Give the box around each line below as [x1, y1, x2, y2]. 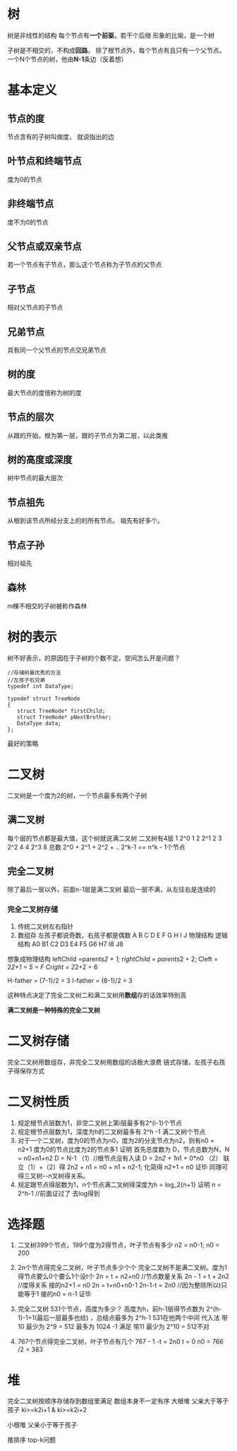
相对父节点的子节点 [7, 303, 63, 312]
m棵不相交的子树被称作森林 [7, 601, 87, 610]
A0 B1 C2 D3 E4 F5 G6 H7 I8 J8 [31, 939, 123, 948]
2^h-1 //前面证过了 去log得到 [17, 1189, 100, 1197]
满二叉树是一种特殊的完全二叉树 [7, 1005, 100, 1014]
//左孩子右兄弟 [7, 676, 46, 684]
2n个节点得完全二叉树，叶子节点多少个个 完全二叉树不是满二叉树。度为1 [17, 1263, 228, 1272]
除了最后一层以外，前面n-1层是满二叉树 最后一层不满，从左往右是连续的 [7, 886, 217, 894]
